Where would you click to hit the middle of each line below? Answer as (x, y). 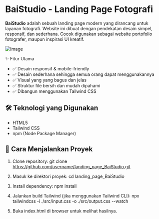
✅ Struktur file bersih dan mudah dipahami (56, 85)
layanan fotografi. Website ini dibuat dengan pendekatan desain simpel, (79, 28)
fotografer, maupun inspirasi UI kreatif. (45, 39)
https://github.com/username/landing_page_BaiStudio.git (71, 166)
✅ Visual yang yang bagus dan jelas (49, 80)
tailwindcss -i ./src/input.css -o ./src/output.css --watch (70, 201)
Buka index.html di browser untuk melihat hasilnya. (65, 211)
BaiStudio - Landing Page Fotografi (79, 9)
